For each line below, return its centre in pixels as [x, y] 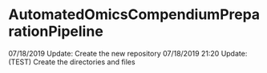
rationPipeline [56, 31]
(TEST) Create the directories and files [72, 62]
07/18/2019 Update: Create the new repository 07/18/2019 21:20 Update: [128, 53]
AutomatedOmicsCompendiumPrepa [134, 15]
